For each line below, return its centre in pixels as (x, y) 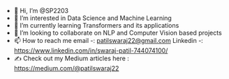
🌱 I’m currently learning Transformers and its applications (96, 25)
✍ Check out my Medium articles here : (71, 58)
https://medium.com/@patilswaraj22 (66, 68)
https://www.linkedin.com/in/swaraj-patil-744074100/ (91, 51)
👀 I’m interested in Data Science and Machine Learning (93, 18)
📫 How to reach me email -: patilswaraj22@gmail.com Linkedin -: (109, 41)
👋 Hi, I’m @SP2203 (41, 11)
